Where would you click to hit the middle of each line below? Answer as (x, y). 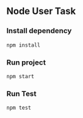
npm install (23, 45)
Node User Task (41, 11)
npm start (21, 76)
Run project (26, 62)
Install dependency (39, 31)
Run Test (22, 93)
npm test (19, 108)
